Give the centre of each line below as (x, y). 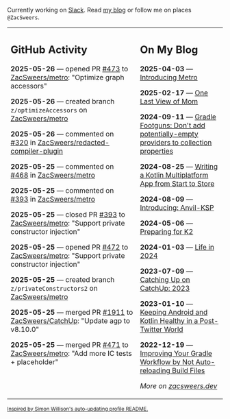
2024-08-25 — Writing (179, 166)
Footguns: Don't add (172, 125)
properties (156, 151)
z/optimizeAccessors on (49, 110)
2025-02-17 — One (174, 93)
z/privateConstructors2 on (54, 288)
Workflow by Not (167, 361)
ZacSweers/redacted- (73, 142)
